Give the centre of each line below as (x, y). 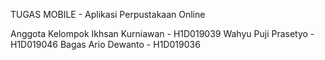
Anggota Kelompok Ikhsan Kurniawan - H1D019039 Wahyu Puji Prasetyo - (162, 33)
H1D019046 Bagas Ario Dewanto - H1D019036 (105, 44)
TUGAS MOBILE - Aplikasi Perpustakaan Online (108, 14)
